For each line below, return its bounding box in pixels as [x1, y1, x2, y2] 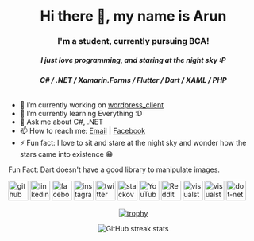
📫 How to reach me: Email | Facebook [19, 126, 146, 135]
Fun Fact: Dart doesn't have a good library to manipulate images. [8, 165, 221, 174]
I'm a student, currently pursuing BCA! [57, 36, 210, 47]
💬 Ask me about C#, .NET [19, 117, 103, 126]
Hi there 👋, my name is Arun [40, 7, 227, 25]
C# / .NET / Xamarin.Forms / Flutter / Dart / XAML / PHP [39, 76, 228, 85]
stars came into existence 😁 [19, 149, 114, 158]
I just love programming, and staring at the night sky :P [40, 55, 226, 64]
